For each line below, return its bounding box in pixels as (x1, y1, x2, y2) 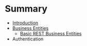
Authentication (12, 36, 44, 42)
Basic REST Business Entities (20, 30, 82, 36)
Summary (5, 3, 47, 15)
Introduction (12, 20, 39, 26)
